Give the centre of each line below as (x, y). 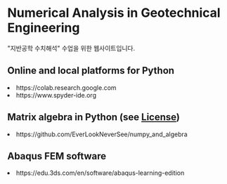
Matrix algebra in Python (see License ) (94, 117)
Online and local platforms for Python (91, 71)
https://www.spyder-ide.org (57, 95)
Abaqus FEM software (57, 156)
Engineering (44, 28)
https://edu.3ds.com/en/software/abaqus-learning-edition (100, 173)
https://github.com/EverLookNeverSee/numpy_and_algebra (102, 134)
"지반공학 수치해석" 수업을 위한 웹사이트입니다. (71, 48)
